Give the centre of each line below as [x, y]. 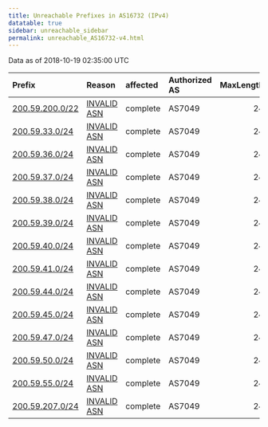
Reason [101, 85]
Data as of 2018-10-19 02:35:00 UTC [69, 61]
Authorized [191, 80]
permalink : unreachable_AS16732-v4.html [77, 38]
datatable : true [35, 23]
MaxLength [242, 85]
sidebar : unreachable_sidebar [59, 30]
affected [142, 85]
